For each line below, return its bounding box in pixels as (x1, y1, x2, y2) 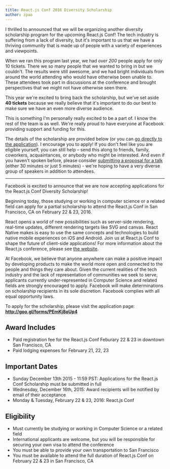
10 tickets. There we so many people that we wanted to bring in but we (5, 63, 153, 69)
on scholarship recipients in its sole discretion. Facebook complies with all (5, 288, 160, 294)
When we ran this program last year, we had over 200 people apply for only (5, 57, 163, 64)
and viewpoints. (5, 48, 38, 54)
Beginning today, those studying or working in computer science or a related (5, 198, 165, 204)
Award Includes (5, 323, 56, 332)
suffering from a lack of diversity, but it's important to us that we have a (5, 37, 154, 43)
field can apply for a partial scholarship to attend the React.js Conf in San (5, 203, 158, 209)
